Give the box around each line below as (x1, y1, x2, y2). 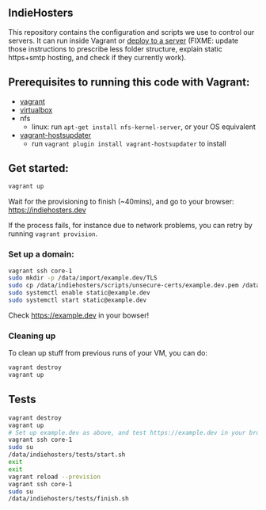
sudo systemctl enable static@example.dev (8, 289, 150, 297)
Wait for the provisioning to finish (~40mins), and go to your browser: (8, 197, 234, 207)
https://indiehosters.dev (8, 205, 87, 215)
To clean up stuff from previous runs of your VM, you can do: (8, 348, 208, 358)
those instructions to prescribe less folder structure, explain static (8, 44, 223, 54)
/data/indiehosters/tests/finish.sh (8, 495, 129, 503)
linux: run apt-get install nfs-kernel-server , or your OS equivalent (31, 122, 256, 131)
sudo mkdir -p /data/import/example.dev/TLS (8, 274, 158, 282)
